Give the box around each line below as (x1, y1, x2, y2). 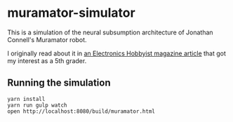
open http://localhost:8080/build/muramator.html (7, 107, 156, 115)
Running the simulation (7, 77, 111, 89)
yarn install (7, 95, 46, 102)
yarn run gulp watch (7, 102, 68, 109)
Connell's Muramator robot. (7, 35, 87, 43)
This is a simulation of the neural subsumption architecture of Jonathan (7, 28, 213, 36)
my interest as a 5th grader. (7, 56, 87, 65)
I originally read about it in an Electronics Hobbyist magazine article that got (7, 49, 227, 57)
